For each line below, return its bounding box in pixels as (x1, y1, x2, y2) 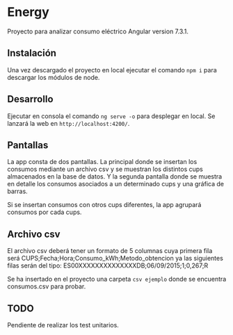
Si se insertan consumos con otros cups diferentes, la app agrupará (7, 201, 202, 209)
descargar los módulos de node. (7, 73, 100, 81)
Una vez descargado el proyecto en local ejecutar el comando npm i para (7, 65, 217, 74)
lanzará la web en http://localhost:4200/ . (7, 119, 130, 127)
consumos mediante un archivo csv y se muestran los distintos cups (7, 165, 203, 174)
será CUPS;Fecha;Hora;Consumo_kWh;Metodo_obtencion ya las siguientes (7, 254, 224, 263)
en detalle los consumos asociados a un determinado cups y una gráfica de (7, 180, 225, 188)
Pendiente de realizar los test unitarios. (7, 321, 120, 329)
